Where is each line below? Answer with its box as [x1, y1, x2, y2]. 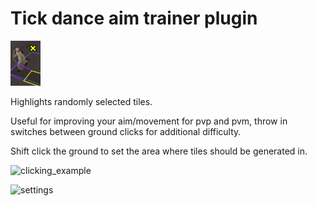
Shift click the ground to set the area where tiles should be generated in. [10, 145, 308, 157]
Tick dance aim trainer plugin [10, 7, 258, 30]
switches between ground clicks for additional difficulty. [10, 125, 242, 137]
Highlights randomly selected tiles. [10, 95, 153, 107]
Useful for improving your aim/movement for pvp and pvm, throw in [10, 115, 288, 127]
